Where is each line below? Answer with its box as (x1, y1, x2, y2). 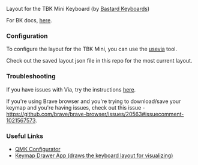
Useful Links (6, 132, 44, 140)
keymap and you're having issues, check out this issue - (6, 104, 145, 111)
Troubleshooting (6, 72, 56, 81)
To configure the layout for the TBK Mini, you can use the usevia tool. (6, 45, 178, 53)
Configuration (6, 31, 48, 40)
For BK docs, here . (6, 17, 52, 23)
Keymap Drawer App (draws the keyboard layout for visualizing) (14, 152, 173, 159)
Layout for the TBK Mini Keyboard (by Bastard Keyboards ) (6, 5, 150, 12)
